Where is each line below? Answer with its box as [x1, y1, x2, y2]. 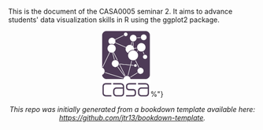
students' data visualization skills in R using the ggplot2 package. [8, 15, 220, 24]
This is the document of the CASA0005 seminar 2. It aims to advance [8, 7, 233, 16]
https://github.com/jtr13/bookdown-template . [58, 113, 206, 122]
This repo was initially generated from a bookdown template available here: [9, 104, 256, 113]
